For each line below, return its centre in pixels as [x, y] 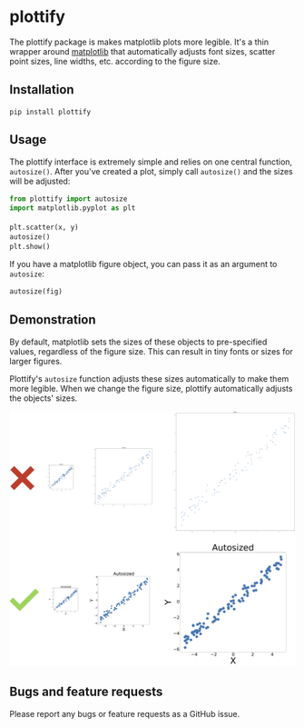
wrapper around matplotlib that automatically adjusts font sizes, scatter [142, 51]
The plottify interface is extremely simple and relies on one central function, [151, 162]
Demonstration [53, 320]
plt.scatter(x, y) [44, 228]
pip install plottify [50, 112]
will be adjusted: [40, 181]
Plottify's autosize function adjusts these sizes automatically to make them [149, 378]
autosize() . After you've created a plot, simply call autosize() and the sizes [151, 171]
